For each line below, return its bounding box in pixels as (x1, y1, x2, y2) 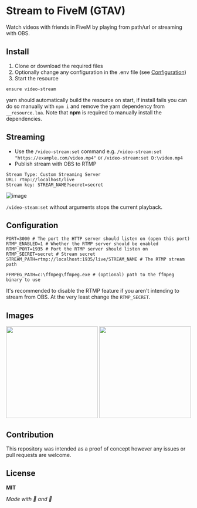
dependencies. (6, 115, 42, 122)
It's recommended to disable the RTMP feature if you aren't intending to (6, 287, 180, 294)
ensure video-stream (6, 86, 57, 92)
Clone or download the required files (14, 62, 104, 69)
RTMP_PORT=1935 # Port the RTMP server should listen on (6, 246, 148, 252)
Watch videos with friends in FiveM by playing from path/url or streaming (6, 23, 183, 31)
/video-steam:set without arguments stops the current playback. (6, 204, 163, 211)
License (6, 468, 36, 479)
